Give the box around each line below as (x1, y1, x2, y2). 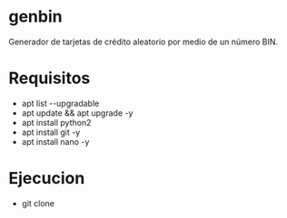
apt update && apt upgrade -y (21, 107, 134, 118)
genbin (8, 6, 63, 27)
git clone (21, 197, 55, 209)
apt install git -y (21, 127, 81, 137)
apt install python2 (21, 117, 92, 128)
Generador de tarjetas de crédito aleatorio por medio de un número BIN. (8, 36, 279, 47)
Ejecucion (8, 168, 85, 189)
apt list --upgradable (21, 98, 100, 109)
